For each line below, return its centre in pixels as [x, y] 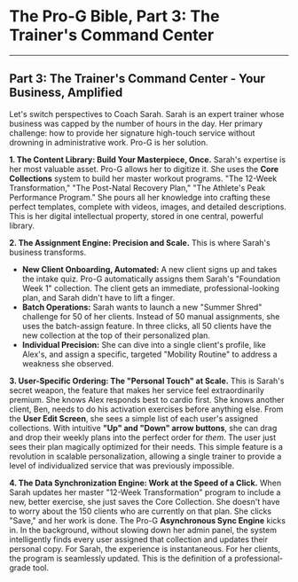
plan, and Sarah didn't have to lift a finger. [98, 297]
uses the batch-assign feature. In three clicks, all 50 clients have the [147, 326]
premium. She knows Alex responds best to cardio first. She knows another [147, 399]
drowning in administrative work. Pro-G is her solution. [109, 142]
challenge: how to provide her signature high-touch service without [132, 133]
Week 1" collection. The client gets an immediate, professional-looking [150, 288]
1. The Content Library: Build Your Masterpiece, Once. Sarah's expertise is [148, 159]
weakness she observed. [68, 363]
